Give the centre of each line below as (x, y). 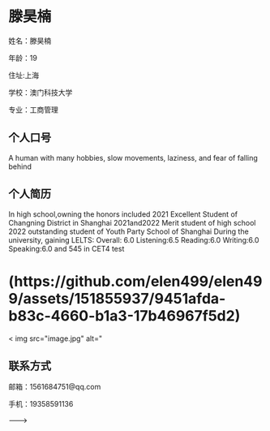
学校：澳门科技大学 (41, 92)
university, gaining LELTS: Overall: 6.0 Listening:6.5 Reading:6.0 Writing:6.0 (134, 239)
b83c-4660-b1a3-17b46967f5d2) (124, 315)
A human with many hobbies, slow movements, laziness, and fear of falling (133, 157)
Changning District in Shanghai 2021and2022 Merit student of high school (132, 222)
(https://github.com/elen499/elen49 (135, 281)
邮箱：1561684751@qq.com (55, 387)
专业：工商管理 (33, 110)
